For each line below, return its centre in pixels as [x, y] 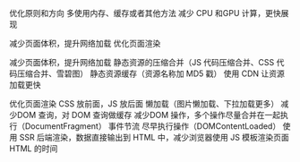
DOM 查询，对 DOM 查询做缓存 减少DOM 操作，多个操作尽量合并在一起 [149, 115]
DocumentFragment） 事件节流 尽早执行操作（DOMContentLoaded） [153, 126]
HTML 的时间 [34, 149]
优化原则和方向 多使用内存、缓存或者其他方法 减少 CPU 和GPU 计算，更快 [146, 13]
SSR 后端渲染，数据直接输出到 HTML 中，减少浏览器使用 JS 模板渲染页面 [154, 137]
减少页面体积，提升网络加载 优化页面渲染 [85, 43]
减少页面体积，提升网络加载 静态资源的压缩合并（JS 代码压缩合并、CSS [142, 62]
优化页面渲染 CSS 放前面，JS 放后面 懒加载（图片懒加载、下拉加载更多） [144, 104]
